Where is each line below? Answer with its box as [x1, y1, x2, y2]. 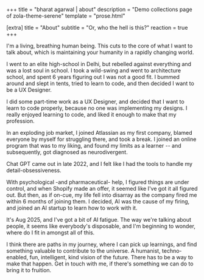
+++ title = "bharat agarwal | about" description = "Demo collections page [6, 6, 193, 13]
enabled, [6, 254, 29, 261]
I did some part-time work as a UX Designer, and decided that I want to [6, 98, 185, 105]
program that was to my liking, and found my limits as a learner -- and [6, 142, 181, 149]
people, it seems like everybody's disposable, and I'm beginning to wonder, [6, 222, 196, 230]
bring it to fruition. [6, 267, 52, 273]
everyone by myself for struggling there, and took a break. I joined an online [6, 135, 197, 143]
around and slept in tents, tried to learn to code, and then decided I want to [6, 80, 195, 87]
